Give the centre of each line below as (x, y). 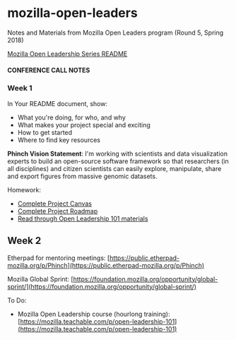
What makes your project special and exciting (84, 124)
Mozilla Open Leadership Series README (67, 54)
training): (157, 314)
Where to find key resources (59, 140)
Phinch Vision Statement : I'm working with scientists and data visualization (118, 153)
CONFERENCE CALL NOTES (49, 70)
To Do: (17, 300)
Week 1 (20, 88)
